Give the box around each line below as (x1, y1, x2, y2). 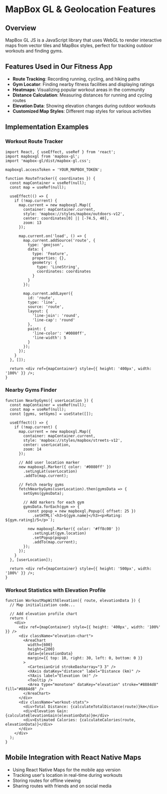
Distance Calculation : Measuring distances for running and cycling (12, 92, 152, 98)
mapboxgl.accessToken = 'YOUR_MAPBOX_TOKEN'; (5, 167, 102, 172)
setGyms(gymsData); (23, 491, 64, 496)
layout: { (27, 308, 49, 314)
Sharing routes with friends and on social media (12, 782, 112, 789)
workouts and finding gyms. (5, 48, 63, 54)
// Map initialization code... (10, 602, 75, 608)
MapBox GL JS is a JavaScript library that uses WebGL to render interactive (5, 37, 162, 43)
